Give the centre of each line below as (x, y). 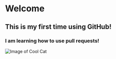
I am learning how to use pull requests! (52, 41)
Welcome (25, 9)
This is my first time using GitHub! (58, 27)
